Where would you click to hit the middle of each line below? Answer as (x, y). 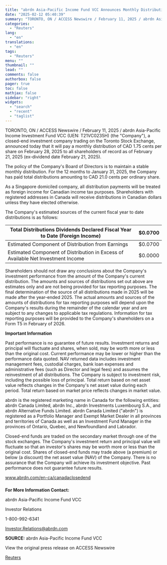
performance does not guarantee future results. (54, 468)
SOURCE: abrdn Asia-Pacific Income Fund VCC (54, 538)
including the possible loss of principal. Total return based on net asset (78, 380)
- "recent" (21, 112)
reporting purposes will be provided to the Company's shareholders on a (80, 318)
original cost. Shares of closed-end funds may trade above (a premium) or (81, 452)
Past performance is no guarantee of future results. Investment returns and (82, 343)
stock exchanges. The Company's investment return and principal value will (83, 441)
